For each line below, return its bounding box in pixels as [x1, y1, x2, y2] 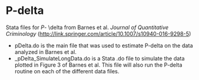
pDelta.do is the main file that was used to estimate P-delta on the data [14, 42, 194, 49]
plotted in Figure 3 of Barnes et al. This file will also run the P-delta [14, 61, 183, 68]
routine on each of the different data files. [14, 67, 120, 75]
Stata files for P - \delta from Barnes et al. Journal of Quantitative [5, 24, 169, 31]
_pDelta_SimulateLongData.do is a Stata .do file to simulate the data [14, 55, 185, 62]
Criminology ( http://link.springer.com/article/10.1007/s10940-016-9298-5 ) [5, 30, 192, 37]
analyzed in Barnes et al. [14, 48, 77, 55]
